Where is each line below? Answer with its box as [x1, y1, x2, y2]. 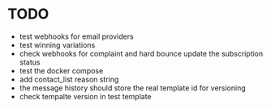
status [19, 57, 41, 67]
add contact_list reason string [19, 74, 119, 84]
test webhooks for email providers [19, 31, 135, 41]
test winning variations [19, 40, 96, 49]
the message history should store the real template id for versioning [19, 82, 247, 93]
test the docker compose [19, 65, 104, 75]
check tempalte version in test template [19, 91, 152, 101]
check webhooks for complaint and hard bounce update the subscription [19, 48, 264, 58]
